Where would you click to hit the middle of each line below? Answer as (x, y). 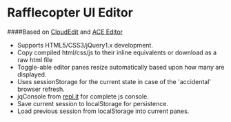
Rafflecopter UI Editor (70, 13)
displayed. (32, 74)
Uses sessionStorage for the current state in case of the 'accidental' (114, 81)
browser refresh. (41, 89)
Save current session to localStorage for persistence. (93, 103)
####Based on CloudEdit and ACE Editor (65, 32)
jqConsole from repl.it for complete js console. (83, 96)
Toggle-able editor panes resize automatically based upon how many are (121, 67)
